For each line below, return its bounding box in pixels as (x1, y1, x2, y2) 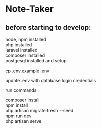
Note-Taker (5, 3, 54, 15)
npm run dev (5, 113, 32, 119)
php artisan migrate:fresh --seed (5, 108, 74, 113)
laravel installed (5, 47, 38, 53)
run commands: (5, 87, 38, 93)
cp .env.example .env (5, 68, 49, 74)
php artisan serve (5, 118, 42, 124)
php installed (5, 42, 32, 48)
